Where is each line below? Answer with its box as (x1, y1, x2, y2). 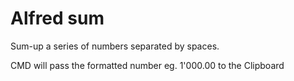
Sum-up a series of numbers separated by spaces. (10, 40, 220, 52)
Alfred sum (10, 7, 105, 30)
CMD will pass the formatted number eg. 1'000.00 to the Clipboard (10, 59, 285, 71)
